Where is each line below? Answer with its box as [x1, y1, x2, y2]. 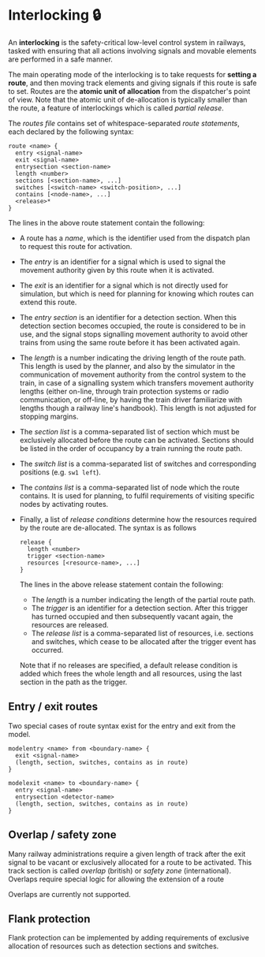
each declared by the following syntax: [8, 127, 134, 136]
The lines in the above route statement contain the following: [8, 218, 205, 227]
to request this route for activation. [19, 241, 132, 251]
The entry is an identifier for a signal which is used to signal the [19, 257, 226, 266]
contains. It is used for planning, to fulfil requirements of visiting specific [19, 490, 255, 501]
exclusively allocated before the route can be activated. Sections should [19, 435, 254, 445]
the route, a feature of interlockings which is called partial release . [8, 103, 225, 113]
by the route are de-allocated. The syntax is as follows [19, 523, 197, 532]
